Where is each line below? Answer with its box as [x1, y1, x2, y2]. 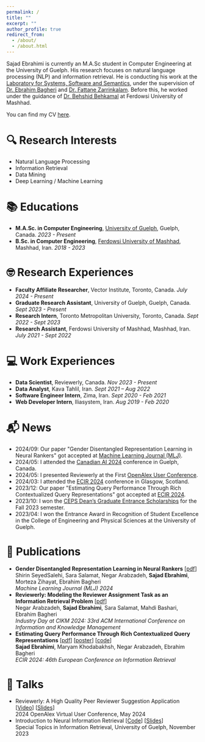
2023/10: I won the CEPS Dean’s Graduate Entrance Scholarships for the [15, 497, 197, 504]
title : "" [6, 15, 32, 21]
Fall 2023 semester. [15, 503, 65, 511]
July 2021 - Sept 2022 [15, 331, 71, 339]
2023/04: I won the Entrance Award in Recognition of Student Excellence [15, 510, 199, 517]
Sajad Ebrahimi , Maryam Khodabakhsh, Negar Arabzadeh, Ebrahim [15, 643, 185, 650]
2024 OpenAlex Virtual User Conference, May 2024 [15, 711, 146, 718]
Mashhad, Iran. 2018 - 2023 [15, 244, 85, 251]
